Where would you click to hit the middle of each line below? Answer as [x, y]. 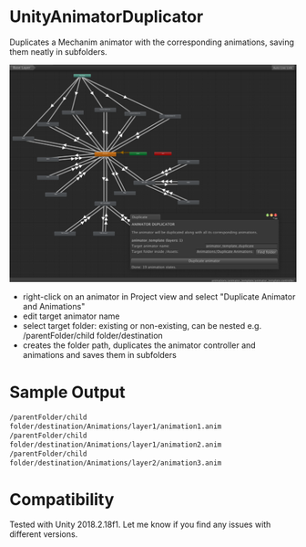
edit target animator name [71, 316]
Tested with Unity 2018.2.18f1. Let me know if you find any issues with [140, 525]
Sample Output [67, 392]
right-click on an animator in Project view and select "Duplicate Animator [159, 297]
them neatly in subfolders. [58, 51]
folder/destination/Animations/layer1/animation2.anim [116, 445]
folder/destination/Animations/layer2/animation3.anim [116, 463]
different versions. [44, 534]
